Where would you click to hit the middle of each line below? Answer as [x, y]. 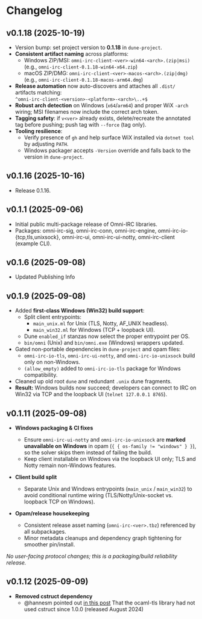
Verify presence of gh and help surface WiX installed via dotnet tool [109, 137]
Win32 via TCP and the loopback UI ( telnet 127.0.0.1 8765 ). [91, 394]
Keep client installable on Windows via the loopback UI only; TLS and [110, 459]
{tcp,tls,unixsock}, [38, 237]
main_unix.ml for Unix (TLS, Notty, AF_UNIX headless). [101, 323]
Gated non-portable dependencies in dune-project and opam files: [98, 349]
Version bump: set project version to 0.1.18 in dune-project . [89, 47]
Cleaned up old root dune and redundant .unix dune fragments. [93, 382]
